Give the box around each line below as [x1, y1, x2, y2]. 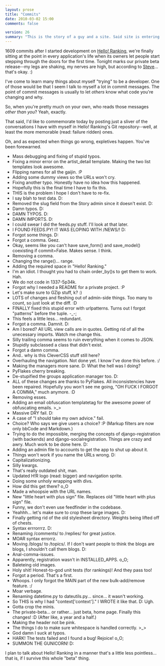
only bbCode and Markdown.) [12, 426, 73, 431]
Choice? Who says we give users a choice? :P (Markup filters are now [12, 421, 154, 426]
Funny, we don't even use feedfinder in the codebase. [12, 504, 122, 510]
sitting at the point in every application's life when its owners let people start [5, 53, 160, 59]
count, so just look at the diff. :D [12, 300, 77, 306]
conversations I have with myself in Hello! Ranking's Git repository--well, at [5, 124, 158, 130]
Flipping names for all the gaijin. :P [12, 169, 82, 175]
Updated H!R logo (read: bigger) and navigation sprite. [12, 473, 123, 479]
